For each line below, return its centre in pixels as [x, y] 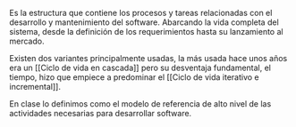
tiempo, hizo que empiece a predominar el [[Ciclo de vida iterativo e [134, 77]
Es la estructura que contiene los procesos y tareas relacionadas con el [141, 13]
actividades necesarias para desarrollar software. [101, 113]
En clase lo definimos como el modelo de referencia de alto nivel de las [140, 104]
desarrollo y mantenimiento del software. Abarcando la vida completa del [144, 22]
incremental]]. [35, 87]
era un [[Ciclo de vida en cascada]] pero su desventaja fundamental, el [140, 67]
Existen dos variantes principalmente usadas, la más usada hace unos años [148, 58]
